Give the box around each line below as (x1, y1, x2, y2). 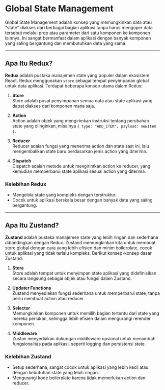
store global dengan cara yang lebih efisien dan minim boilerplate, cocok (5, 245, 152, 251)
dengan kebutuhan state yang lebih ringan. (12, 370, 99, 376)
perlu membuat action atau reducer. (12, 295, 85, 301)
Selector (12, 305, 30, 311)
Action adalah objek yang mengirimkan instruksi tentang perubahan (12, 117, 149, 123)
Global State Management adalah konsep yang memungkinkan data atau (5, 19, 152, 25)
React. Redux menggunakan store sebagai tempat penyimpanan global (5, 78, 149, 83)
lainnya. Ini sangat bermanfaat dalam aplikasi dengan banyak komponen (5, 35, 151, 41)
